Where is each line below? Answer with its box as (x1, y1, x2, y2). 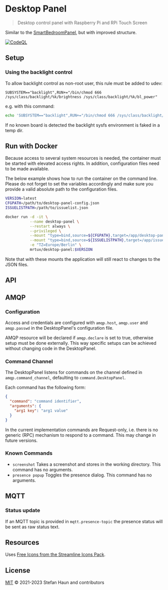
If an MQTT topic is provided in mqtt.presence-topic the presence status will (5, 518, 163, 524)
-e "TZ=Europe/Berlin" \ (29, 242, 81, 248)
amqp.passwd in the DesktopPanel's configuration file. (5, 325, 114, 331)
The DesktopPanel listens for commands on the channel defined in (5, 369, 142, 375)
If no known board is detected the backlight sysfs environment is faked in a (5, 122, 160, 128)
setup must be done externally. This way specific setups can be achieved (5, 340, 156, 346)
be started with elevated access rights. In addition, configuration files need (5, 160, 159, 166)
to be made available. (5, 166, 49, 172)
